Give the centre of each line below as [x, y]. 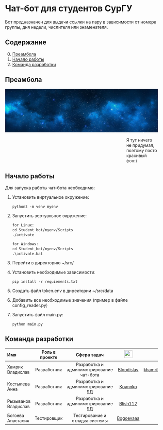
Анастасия [18, 421]
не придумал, [140, 145]
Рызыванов [19, 401]
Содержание [26, 43]
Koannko [128, 386]
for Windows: [25, 244]
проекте [49, 357]
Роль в [49, 352]
